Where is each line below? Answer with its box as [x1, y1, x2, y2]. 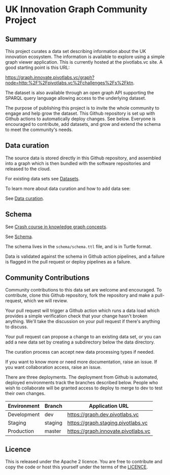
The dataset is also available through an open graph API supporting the [5, 90, 154, 95]
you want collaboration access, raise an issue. [5, 364, 102, 371]
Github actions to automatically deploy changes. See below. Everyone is [5, 116, 156, 122]
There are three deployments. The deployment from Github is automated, [5, 374, 158, 380]
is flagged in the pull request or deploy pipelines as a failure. [5, 258, 131, 265]
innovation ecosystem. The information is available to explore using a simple [5, 54, 165, 60]
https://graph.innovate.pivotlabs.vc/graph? [5, 74, 95, 80]
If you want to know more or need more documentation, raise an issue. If [5, 359, 157, 365]
